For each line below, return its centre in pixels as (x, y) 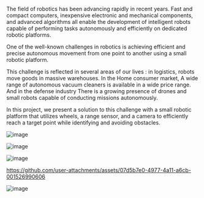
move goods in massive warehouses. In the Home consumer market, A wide (102, 78)
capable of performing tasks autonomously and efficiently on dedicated (97, 28)
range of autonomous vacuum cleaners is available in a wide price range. (99, 85)
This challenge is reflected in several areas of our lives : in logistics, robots (100, 72)
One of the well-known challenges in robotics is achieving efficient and (96, 47)
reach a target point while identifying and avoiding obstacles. (83, 123)
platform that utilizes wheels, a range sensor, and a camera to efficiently (97, 116)
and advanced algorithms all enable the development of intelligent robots (99, 22)
